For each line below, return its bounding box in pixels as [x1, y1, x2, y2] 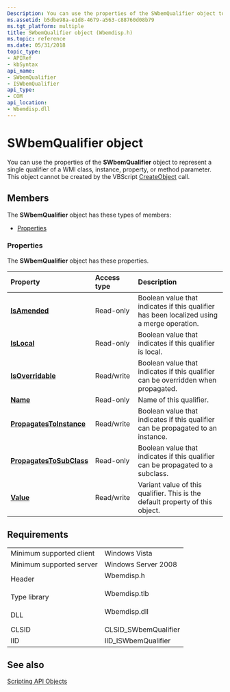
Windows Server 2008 [104, 560, 178, 569]
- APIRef [7, 55, 32, 62]
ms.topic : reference [7, 36, 66, 43]
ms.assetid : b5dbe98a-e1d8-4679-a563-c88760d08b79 [7, 16, 155, 23]
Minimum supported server [10, 560, 98, 569]
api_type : [7, 86, 36, 93]
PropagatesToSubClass [10, 455, 89, 465]
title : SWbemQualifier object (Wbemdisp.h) [7, 29, 133, 36]
